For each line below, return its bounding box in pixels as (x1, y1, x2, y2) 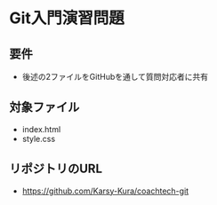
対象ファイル (9, 99, 80, 115)
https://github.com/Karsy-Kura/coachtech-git (21, 185, 189, 196)
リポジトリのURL (9, 162, 103, 177)
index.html (21, 123, 61, 134)
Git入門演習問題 (9, 8, 125, 28)
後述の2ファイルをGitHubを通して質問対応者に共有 (21, 72, 209, 82)
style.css (21, 133, 56, 144)
